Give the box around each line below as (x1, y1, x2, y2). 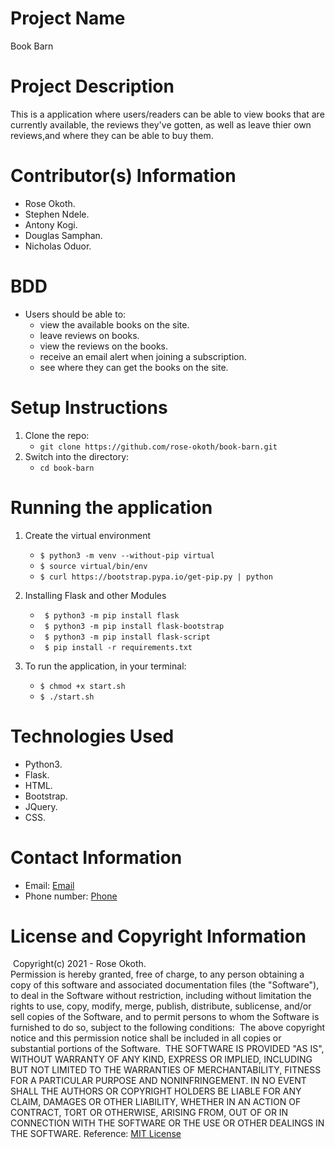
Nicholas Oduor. (24, 240, 92, 252)
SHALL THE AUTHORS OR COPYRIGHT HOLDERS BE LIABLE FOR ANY (10, 1085, 302, 1097)
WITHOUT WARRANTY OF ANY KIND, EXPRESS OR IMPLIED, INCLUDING (10, 1053, 313, 1066)
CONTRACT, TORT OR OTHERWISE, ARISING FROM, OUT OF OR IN (10, 1107, 289, 1119)
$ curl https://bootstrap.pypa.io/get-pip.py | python (39, 572, 273, 582)
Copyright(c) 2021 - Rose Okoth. (12, 958, 147, 970)
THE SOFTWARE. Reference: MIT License (10, 1128, 182, 1140)
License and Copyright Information (10, 925, 307, 947)
